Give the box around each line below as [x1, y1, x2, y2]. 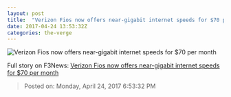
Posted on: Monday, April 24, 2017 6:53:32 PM [23, 82, 156, 90]
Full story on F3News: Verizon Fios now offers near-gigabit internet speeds [7, 61, 220, 69]
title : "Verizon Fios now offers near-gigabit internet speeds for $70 [7, 17, 220, 23]
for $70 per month [7, 69, 59, 77]
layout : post [7, 10, 45, 17]
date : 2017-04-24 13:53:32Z [7, 23, 88, 30]
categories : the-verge [7, 29, 72, 36]
